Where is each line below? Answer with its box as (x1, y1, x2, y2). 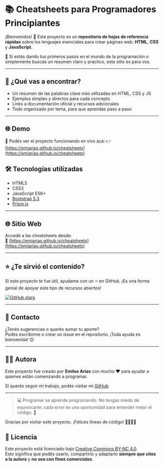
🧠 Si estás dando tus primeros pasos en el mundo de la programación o (5, 53, 149, 59)
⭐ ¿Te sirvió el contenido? (5, 262, 85, 271)
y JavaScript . (5, 44, 33, 50)
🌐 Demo (5, 125, 30, 133)
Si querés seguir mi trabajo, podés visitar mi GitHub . (5, 383, 110, 388)
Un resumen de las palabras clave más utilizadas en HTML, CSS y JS (12, 90, 151, 96)
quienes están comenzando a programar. (5, 373, 88, 379)
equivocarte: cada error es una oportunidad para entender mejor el (17, 404, 152, 410)
